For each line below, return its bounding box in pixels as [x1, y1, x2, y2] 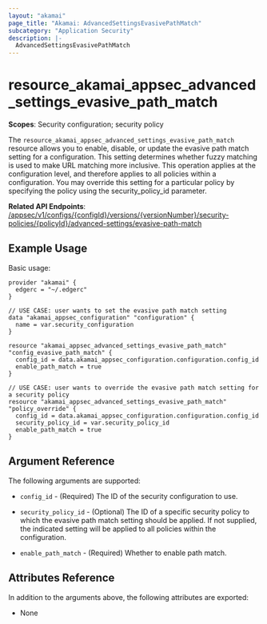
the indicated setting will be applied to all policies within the [19, 524, 217, 533]
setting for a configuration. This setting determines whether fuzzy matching [8, 152, 258, 162]
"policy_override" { [8, 405, 78, 413]
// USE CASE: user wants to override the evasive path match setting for [8, 384, 260, 392]
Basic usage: [8, 263, 51, 272]
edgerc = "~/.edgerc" [15, 285, 88, 293]
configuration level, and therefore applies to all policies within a [8, 169, 217, 179]
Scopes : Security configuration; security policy [8, 119, 164, 129]
